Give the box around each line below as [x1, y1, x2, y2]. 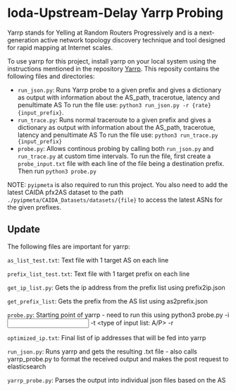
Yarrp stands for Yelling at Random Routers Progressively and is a [7, 28, 198, 37]
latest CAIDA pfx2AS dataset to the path [7, 188, 124, 196]
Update [7, 224, 41, 236]
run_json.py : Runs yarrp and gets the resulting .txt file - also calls [7, 347, 197, 356]
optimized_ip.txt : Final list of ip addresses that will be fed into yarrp [7, 333, 206, 342]
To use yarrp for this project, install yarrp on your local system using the [7, 56, 217, 65]
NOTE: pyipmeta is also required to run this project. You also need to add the [7, 180, 228, 188]
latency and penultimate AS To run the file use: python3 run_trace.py [17, 131, 218, 139]
